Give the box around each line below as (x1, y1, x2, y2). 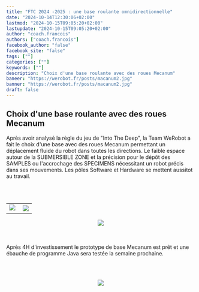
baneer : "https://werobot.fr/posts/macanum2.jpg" (6, 76, 133, 82)
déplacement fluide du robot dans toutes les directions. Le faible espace (6, 147, 185, 154)
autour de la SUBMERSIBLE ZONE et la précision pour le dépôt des (6, 153, 171, 161)
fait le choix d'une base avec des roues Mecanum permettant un (6, 140, 166, 147)
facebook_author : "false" (6, 43, 71, 49)
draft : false (6, 87, 39, 93)
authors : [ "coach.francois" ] (6, 37, 79, 43)
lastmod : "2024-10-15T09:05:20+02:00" (6, 20, 103, 26)
